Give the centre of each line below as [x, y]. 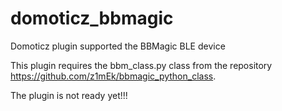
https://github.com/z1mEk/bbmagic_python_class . [113, 76]
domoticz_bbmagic [92, 18]
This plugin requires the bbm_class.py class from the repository [141, 65]
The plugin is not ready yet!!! [69, 95]
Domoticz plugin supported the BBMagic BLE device [118, 46]
